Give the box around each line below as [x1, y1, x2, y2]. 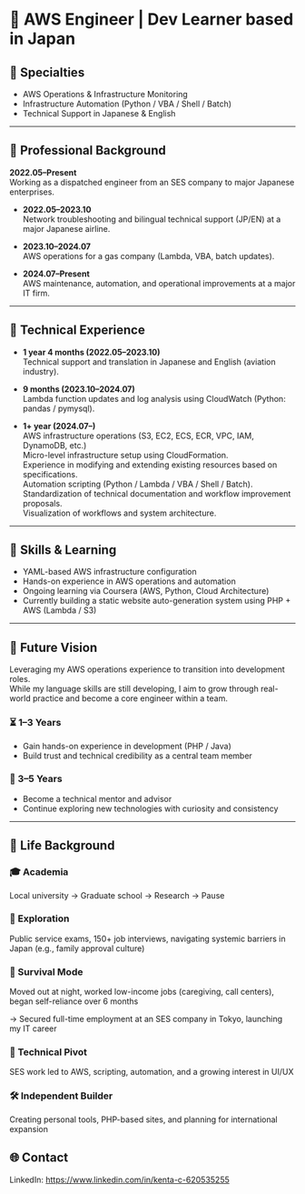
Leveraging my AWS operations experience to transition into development [9, 664, 286, 675]
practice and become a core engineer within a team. [32, 693, 229, 704]
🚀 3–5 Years [9, 773, 63, 786]
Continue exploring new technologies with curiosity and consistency [22, 803, 279, 814]
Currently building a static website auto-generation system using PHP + [22, 596, 291, 607]
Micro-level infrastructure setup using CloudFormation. [22, 449, 229, 460]
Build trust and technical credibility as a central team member [22, 750, 252, 761]
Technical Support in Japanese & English [22, 108, 176, 118]
